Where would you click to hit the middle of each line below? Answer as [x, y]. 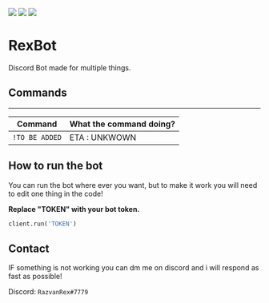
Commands [38, 93]
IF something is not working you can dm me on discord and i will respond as [134, 268]
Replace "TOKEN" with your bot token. [74, 209]
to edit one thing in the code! [56, 193]
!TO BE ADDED [37, 137]
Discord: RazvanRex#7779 [48, 292]
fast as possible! [35, 277]
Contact [29, 248]
